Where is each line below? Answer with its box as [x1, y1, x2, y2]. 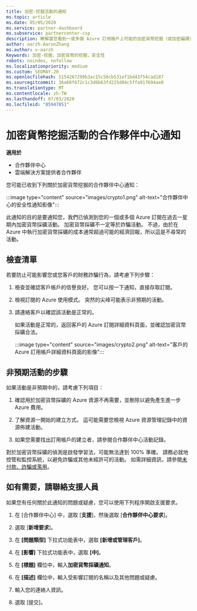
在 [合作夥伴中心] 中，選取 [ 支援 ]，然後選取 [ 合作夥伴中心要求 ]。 [14, 511, 171, 518]
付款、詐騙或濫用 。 [6, 464, 53, 471]
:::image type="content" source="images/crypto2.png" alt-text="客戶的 [14, 341, 188, 348]
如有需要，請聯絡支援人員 [6, 482, 98, 492]
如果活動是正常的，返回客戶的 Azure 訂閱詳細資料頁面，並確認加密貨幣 [14, 321, 186, 328]
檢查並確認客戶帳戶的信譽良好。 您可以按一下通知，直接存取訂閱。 [14, 284, 176, 291]
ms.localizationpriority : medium [6, 63, 88, 69]
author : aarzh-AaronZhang [6, 42, 69, 48]
